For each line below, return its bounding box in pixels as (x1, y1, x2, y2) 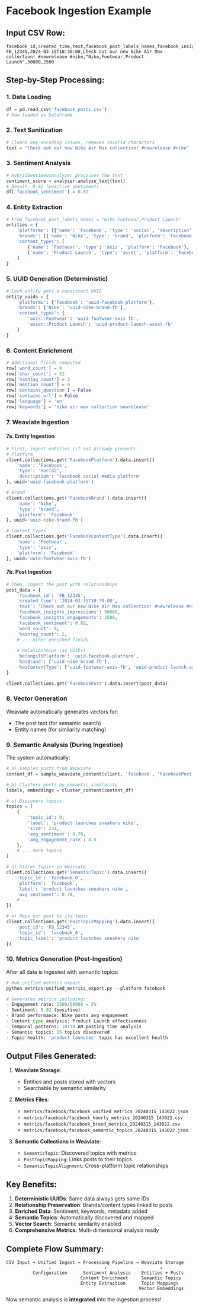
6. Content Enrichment (6, 346, 73, 354)
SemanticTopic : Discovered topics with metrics (23, 1149, 137, 1157)
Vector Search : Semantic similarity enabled (14, 1221, 121, 1228)
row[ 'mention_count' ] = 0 (6, 382, 70, 388)
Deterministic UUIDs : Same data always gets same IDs (14, 1195, 150, 1202)
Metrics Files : (14, 1096, 49, 1103)
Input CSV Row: (6, 28, 65, 38)
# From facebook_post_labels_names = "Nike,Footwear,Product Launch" (6, 217, 182, 223)
